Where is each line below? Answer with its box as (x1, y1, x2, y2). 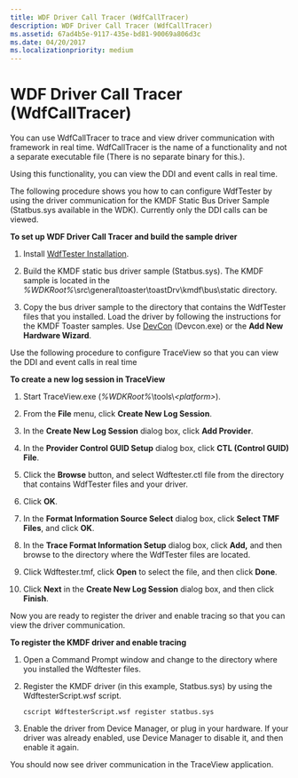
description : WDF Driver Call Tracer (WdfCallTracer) (10, 21, 214, 30)
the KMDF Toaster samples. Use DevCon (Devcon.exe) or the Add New (22, 321, 284, 331)
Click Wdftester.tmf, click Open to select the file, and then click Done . (22, 567, 278, 577)
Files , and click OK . (22, 523, 95, 534)
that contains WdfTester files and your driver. (22, 479, 189, 489)
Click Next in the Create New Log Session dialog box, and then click (22, 583, 274, 595)
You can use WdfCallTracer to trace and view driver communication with (10, 132, 275, 143)
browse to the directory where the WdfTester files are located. (22, 550, 251, 560)
